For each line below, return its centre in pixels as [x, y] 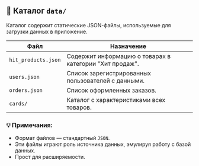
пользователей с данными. [106, 81]
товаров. [79, 107]
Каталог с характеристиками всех [116, 100]
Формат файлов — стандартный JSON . [62, 138]
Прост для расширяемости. [50, 157]
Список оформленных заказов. [112, 90]
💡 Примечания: [30, 125]
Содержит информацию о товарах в [118, 56]
